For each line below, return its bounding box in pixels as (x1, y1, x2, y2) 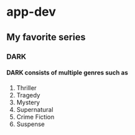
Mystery (16, 98, 40, 106)
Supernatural (16, 105, 53, 113)
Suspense (16, 120, 45, 128)
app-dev (6, 4, 56, 20)
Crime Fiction (16, 112, 55, 121)
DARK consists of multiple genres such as (6, 69, 128, 77)
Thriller (16, 83, 37, 92)
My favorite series (6, 31, 86, 43)
